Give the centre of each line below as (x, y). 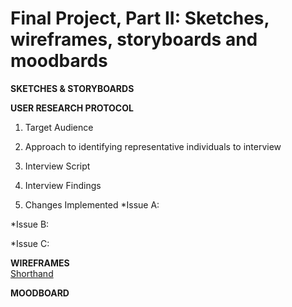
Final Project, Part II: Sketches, (140, 18)
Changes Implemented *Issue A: (92, 204)
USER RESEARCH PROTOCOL (72, 108)
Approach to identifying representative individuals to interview (153, 146)
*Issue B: (30, 224)
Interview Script (57, 166)
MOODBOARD (40, 293)
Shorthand (32, 273)
